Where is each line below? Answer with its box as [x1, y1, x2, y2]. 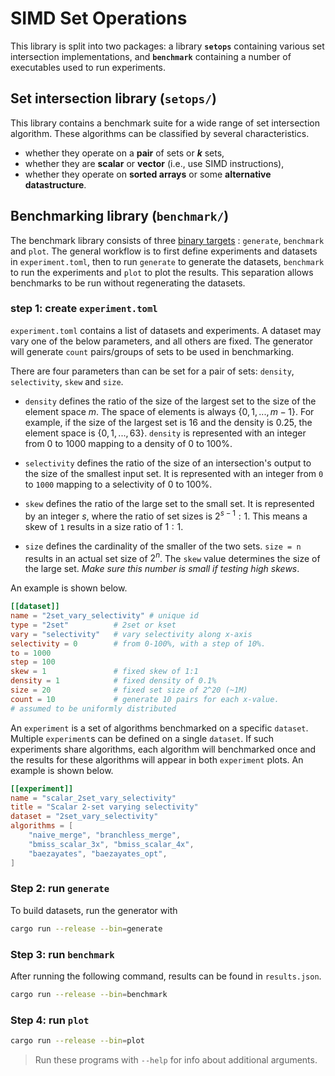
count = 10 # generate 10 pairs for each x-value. [10, 694, 280, 704]
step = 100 [10, 657, 56, 667]
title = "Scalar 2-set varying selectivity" [10, 802, 199, 812]
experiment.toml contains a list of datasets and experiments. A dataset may [10, 324, 322, 336]
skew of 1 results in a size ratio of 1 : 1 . [24, 520, 184, 532]
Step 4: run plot [10, 1013, 90, 1027]
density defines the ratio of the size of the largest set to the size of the [24, 395, 317, 407]
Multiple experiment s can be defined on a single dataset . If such [10, 732, 275, 744]
